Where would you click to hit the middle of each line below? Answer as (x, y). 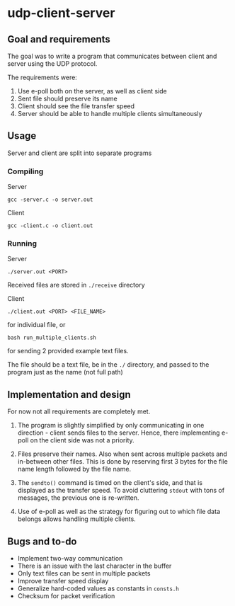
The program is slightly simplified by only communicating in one (111, 425)
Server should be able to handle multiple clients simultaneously (110, 114)
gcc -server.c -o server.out (50, 200)
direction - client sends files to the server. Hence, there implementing (119, 433)
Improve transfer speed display (63, 581)
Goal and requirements (59, 39)
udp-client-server (61, 13)
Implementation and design (69, 394)
